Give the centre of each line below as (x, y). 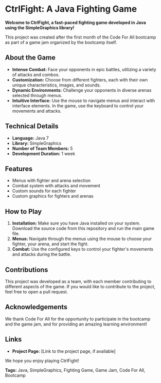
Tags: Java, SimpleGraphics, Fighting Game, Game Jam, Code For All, (75, 370)
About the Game (30, 58)
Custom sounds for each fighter (44, 191)
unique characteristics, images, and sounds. (56, 85)
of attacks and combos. (36, 75)
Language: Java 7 (30, 138)
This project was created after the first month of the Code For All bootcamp (80, 37)
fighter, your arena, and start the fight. (50, 244)
